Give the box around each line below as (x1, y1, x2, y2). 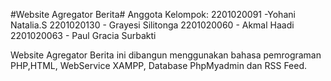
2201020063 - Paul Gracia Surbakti (10, 30, 157, 41)
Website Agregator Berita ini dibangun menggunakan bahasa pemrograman (10, 49, 322, 61)
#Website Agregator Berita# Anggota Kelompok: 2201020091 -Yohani (10, 9, 296, 20)
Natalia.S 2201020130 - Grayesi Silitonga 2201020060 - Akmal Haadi (10, 19, 295, 31)
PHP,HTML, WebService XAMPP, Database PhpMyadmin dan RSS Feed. (10, 60, 308, 71)
